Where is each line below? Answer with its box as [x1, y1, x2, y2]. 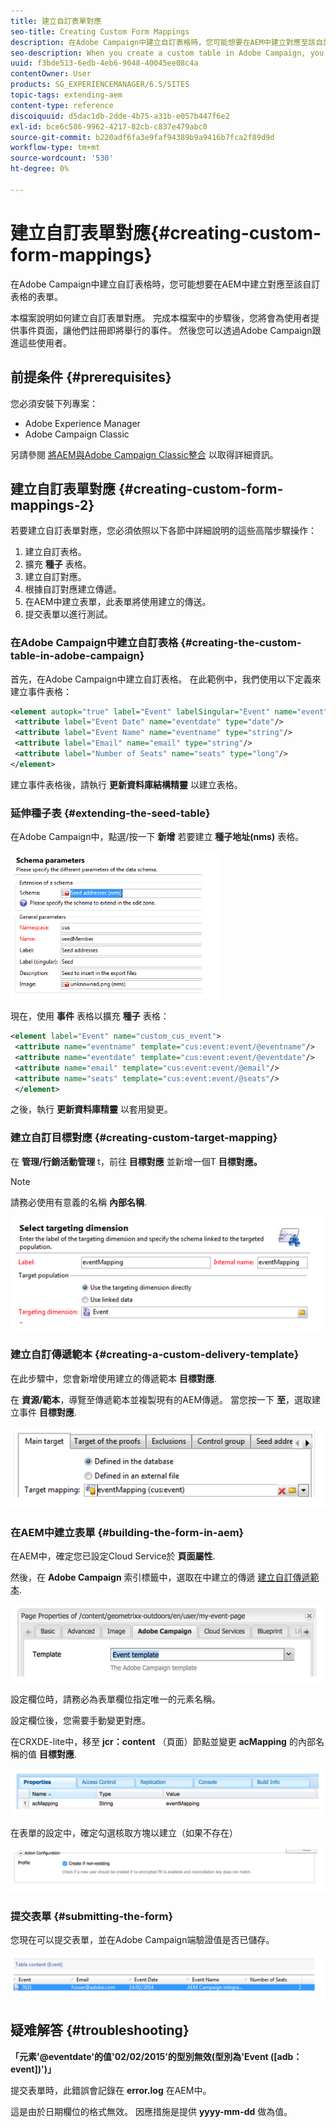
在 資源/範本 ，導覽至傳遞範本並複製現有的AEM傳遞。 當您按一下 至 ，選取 [10, 1393, 312, 1405]
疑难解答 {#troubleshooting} [10, 2022, 190, 2039]
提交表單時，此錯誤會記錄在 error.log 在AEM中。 [10, 2084, 212, 2096]
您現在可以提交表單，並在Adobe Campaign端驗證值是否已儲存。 [10, 1934, 275, 1946]
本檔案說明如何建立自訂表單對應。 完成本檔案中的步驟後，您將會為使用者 [10, 311, 311, 324]
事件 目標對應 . [18, 1406, 77, 1418]
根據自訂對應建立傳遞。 [24, 583, 122, 595]
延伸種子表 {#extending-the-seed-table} [10, 806, 211, 820]
